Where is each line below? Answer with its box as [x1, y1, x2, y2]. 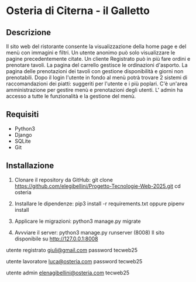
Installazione [6, 161, 54, 171]
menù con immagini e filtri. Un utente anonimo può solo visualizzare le [6, 49, 176, 56]
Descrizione [6, 27, 51, 37]
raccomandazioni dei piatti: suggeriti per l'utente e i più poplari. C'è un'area [6, 80, 188, 87]
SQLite [14, 137, 31, 145]
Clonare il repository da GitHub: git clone [14, 176, 113, 183]
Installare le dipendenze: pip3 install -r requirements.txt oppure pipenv [14, 200, 185, 207]
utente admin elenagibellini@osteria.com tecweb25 [6, 269, 130, 276]
